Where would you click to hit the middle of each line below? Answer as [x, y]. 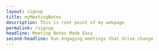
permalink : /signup [30, 28]
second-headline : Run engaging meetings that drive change [80, 39]
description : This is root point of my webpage [65, 22]
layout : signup [25, 11]
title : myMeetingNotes [34, 17]
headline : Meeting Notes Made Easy [50, 33]
